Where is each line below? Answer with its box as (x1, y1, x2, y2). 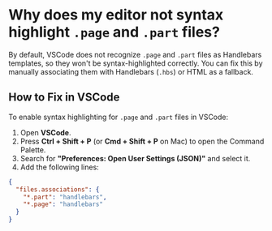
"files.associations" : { (15, 185, 100, 194)
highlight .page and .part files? (8, 23, 221, 41)
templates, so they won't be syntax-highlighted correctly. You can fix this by (8, 58, 263, 68)
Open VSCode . (19, 127, 71, 137)
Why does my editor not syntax (8, 6, 224, 24)
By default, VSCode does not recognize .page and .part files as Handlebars (8, 49, 262, 59)
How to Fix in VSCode (8, 91, 120, 105)
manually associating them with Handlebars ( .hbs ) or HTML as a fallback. (8, 66, 254, 76)
